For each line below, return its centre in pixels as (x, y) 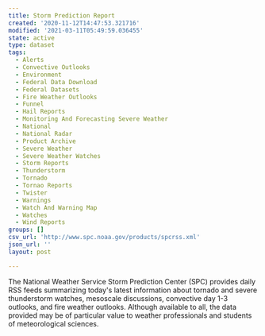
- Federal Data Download (56, 82)
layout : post (30, 252)
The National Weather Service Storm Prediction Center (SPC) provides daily (132, 281)
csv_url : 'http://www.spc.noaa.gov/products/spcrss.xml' (104, 238)
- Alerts (30, 60)
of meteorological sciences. (54, 323)
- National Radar (44, 133)
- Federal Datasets (48, 89)
